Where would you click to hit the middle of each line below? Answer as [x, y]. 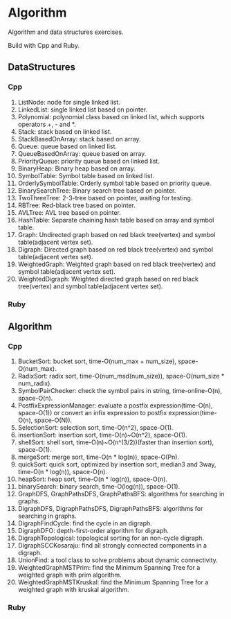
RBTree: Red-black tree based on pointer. [76, 205]
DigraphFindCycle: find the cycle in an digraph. [85, 523]
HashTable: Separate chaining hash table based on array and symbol [116, 220]
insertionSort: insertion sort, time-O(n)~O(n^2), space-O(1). [102, 435]
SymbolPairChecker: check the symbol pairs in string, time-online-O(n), [120, 391]
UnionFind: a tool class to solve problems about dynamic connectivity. [118, 560]
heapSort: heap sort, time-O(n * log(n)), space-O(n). [93, 479]
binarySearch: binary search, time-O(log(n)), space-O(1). [99, 487]
